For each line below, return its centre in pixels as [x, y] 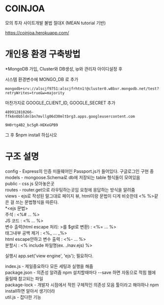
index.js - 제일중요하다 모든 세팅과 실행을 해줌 [49, 266]
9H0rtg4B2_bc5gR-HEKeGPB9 [31, 125]
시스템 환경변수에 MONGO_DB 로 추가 [42, 79]
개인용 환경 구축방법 [43, 54]
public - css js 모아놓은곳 [30, 184]
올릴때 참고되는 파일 [24, 278]
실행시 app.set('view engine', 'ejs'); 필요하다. [49, 256]
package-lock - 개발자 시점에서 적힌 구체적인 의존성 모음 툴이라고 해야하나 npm [82, 285]
